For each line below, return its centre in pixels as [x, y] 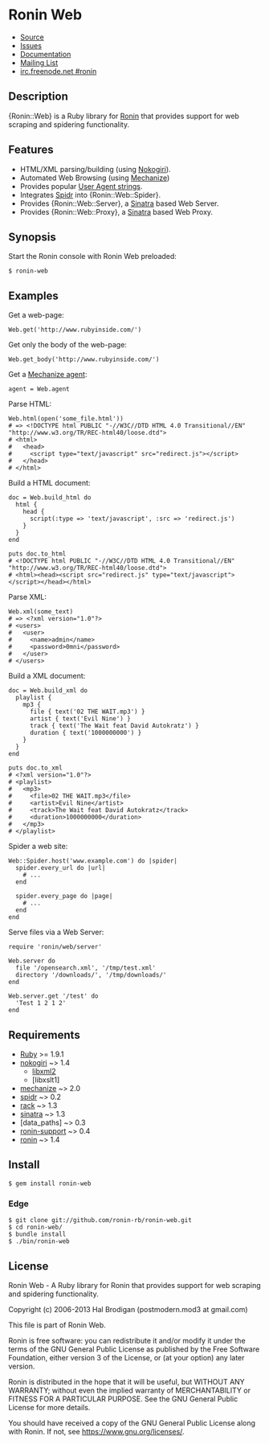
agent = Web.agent [39, 389]
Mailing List [39, 63]
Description [38, 97]
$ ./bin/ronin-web [39, 1241]
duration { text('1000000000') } [86, 733]
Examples [33, 295]
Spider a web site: [38, 847]
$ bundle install [37, 1235]
